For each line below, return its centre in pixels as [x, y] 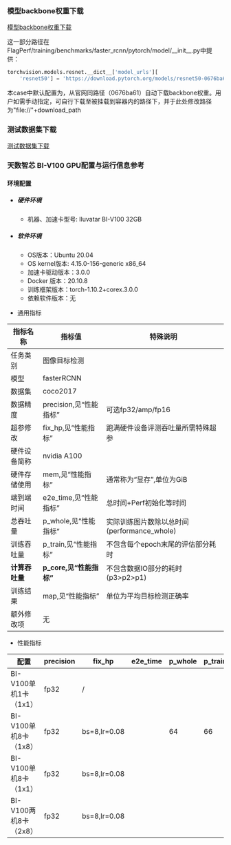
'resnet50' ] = [40, 79]
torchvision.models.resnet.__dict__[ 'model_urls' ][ [82, 72]
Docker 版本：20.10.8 [57, 280]
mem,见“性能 [63, 474]
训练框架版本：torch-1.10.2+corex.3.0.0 [83, 289]
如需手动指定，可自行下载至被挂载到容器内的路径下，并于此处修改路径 [112, 101]
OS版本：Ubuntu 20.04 [60, 255]
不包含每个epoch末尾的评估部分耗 [161, 544]
